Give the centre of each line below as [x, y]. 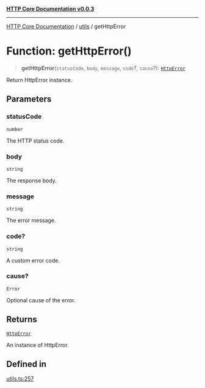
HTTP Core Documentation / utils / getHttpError [66, 26]
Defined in [27, 364]
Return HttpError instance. [39, 80]
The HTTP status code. [36, 141]
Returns [22, 320]
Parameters [29, 99]
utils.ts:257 [20, 379]
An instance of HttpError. [38, 345]
